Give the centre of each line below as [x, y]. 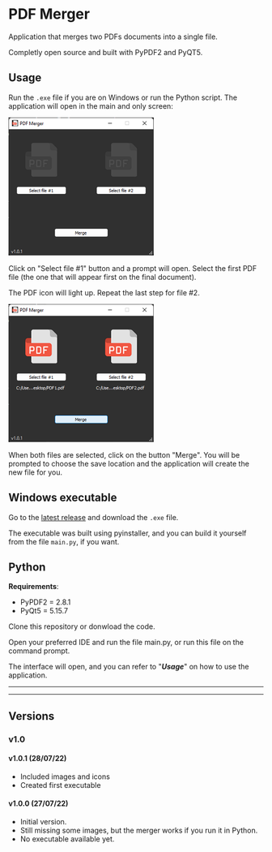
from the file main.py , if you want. [64, 541]
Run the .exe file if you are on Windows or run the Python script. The [123, 97]
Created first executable [60, 785]
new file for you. [36, 472]
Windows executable [63, 498]
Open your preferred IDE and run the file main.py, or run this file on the [126, 643]
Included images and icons [65, 777]
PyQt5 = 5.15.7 [44, 611]
